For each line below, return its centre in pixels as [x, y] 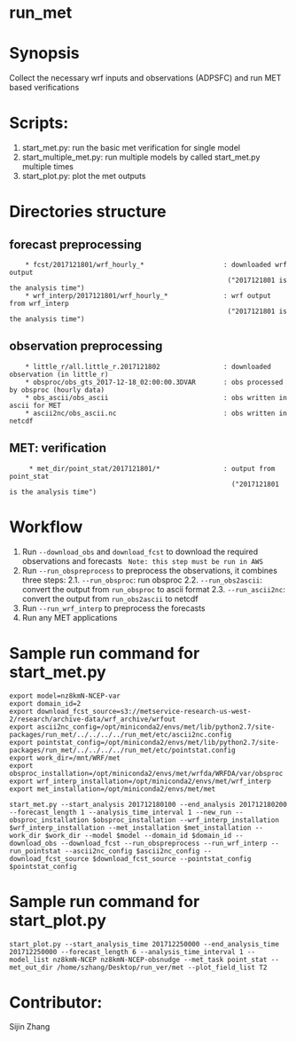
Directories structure [88, 212]
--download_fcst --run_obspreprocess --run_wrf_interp [164, 843]
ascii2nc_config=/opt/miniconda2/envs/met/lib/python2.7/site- [156, 727]
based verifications [44, 88]
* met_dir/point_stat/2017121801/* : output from [152, 468]
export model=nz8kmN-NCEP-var [65, 696]
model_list [29, 959]
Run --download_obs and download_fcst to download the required [140, 552]
